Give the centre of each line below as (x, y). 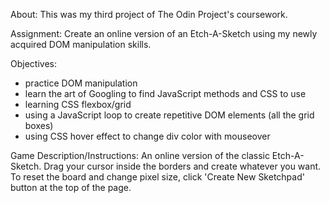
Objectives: (33, 63)
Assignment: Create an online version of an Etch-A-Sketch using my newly (164, 33)
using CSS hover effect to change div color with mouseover (147, 136)
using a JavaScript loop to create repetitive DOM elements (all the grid (169, 115)
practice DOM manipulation (81, 83)
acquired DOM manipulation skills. (81, 44)
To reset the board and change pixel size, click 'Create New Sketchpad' (157, 177)
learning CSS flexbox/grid (78, 104)
